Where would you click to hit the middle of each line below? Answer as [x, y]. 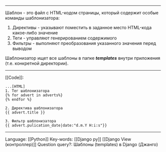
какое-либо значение [35, 33]
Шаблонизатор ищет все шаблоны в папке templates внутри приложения [83, 58]
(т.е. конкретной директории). [37, 63]
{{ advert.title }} [25, 113]
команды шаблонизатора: [33, 18]
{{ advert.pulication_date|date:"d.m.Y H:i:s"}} [56, 125]
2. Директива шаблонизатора [34, 108]
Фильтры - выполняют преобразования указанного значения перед [84, 43]
